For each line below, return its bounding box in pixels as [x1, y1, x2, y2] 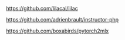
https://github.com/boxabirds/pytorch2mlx [6, 27, 109, 34]
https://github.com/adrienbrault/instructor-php [6, 16, 119, 23]
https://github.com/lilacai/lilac [6, 5, 78, 12]
